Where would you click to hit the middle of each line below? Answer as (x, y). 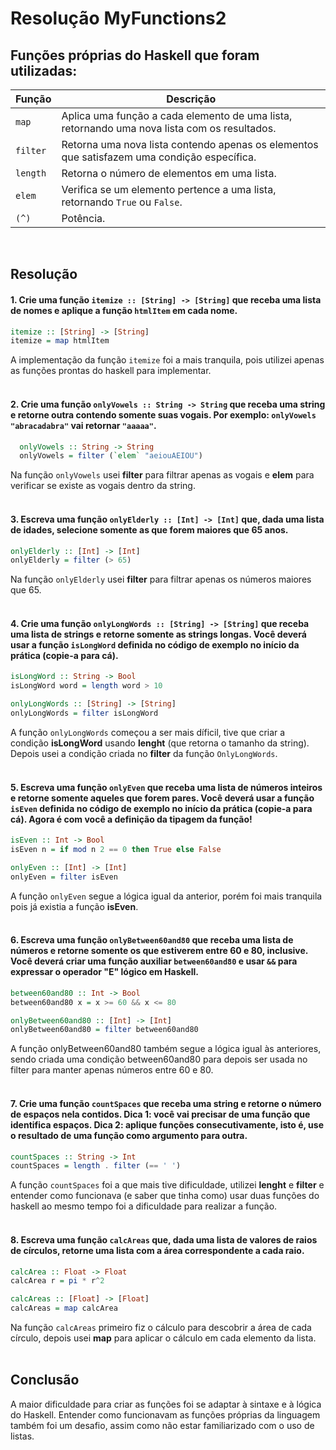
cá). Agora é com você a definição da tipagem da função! (131, 819)
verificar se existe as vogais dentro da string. (103, 486)
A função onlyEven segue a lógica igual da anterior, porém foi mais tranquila (166, 896)
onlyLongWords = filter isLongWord (84, 713)
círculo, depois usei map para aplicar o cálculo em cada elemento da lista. (163, 1338)
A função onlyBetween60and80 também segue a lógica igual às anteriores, (166, 1049)
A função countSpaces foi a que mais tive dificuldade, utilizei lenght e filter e (167, 1185)
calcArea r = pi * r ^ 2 (57, 1281)
